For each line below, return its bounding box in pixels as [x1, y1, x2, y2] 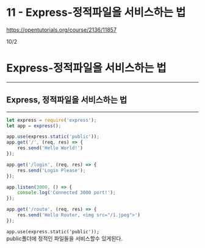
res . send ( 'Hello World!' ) [17, 145, 84, 151]
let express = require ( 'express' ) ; [6, 117, 97, 123]
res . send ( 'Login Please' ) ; [17, 167, 86, 174]
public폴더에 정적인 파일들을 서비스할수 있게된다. [6, 235, 123, 242]
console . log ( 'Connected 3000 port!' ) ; [17, 190, 116, 196]
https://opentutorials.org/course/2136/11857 [6, 26, 117, 34]
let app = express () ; [6, 122, 62, 129]
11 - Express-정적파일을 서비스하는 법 [6, 5, 186, 19]
